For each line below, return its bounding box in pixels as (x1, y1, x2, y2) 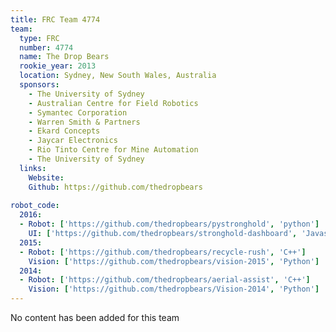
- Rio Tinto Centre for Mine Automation (28, 145, 199, 155)
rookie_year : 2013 (19, 61, 97, 71)
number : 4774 (19, 42, 74, 53)
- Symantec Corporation (28, 107, 128, 118)
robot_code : (10, 201, 60, 211)
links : (19, 163, 47, 173)
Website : (28, 172, 65, 183)
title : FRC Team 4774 (10, 14, 101, 25)
